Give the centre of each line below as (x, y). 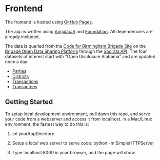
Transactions (25, 81)
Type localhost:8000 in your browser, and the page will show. (74, 152)
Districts (20, 76)
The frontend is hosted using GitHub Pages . (49, 22)
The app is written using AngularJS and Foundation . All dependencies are (79, 31)
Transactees (25, 86)
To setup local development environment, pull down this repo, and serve (78, 114)
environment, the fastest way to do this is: (47, 124)
